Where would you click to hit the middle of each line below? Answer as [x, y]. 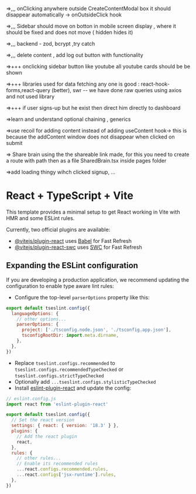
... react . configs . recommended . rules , [63, 469]
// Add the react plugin [47, 437]
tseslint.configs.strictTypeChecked [59, 376]
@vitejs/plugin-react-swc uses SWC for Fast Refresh [78, 247]
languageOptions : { [35, 313]
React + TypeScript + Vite [70, 196]
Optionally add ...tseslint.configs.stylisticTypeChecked [85, 381]
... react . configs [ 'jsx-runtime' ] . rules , [66, 475]
